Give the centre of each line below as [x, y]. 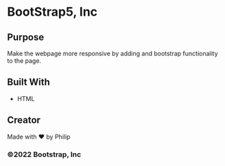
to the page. [24, 61]
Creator [24, 120]
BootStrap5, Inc [52, 12]
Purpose [26, 37]
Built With [28, 82]
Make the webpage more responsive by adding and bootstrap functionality [113, 53]
